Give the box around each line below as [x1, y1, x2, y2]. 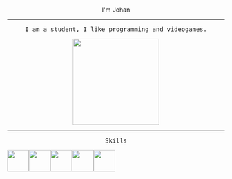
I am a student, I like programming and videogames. [25, 25, 207, 33]
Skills [104, 137, 128, 145]
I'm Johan [101, 6, 130, 14]
